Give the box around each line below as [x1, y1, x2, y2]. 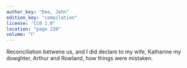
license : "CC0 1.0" [6, 20, 56, 26]
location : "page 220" [6, 25, 62, 32]
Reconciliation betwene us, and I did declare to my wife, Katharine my [6, 48, 182, 55]
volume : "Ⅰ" [6, 32, 35, 38]
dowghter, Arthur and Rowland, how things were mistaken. [6, 55, 153, 62]
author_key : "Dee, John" [6, 8, 69, 15]
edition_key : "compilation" [6, 15, 78, 21]
